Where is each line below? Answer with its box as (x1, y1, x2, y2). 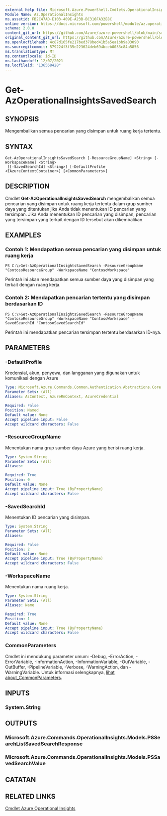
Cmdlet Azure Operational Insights (5, 806, 76, 812)
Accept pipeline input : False (5, 417, 68, 422)
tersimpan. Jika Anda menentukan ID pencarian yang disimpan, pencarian (5, 211, 157, 217)
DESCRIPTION (5, 182, 50, 191)
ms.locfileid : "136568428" (5, 63, 61, 68)
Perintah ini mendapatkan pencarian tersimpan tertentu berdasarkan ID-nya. (5, 329, 162, 335)
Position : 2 (5, 546, 30, 552)
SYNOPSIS (5, 115, 39, 123)
